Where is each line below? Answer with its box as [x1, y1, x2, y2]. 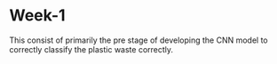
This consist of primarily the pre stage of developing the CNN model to [9, 35, 268, 45]
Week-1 [9, 5, 66, 26]
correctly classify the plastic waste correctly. [9, 44, 174, 54]
